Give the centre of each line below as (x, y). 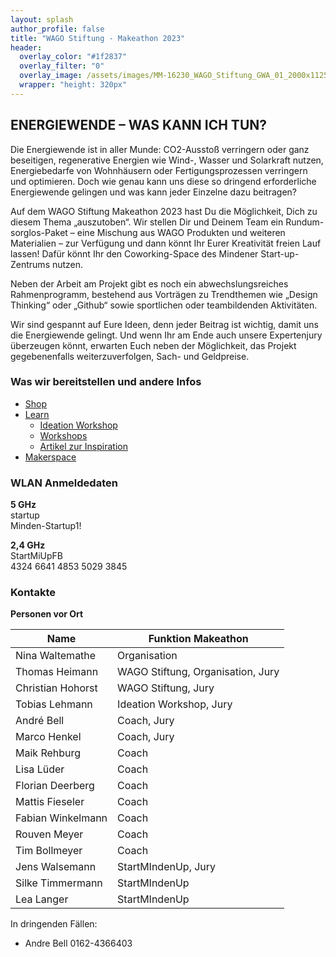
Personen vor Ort (47, 614)
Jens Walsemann (56, 867)
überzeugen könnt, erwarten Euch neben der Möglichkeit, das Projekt (153, 345)
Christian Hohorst (56, 688)
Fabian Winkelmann (61, 818)
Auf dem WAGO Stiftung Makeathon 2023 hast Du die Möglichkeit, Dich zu (164, 211)
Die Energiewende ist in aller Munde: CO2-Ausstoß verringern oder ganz (160, 149)
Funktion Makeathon (198, 639)
